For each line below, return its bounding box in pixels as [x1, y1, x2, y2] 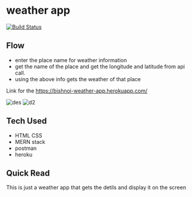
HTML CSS [14, 132, 42, 139]
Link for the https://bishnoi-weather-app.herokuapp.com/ [6, 87, 148, 94]
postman [14, 144, 37, 152]
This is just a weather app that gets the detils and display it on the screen [6, 184, 187, 191]
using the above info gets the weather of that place [14, 75, 141, 82]
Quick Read [6, 168, 50, 178]
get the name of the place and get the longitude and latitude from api [14, 63, 185, 70]
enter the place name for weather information [14, 56, 127, 63]
